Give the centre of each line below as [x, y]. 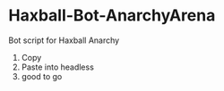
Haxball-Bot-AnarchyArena [112, 16]
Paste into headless [58, 67]
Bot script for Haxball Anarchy [64, 40]
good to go [42, 76]
